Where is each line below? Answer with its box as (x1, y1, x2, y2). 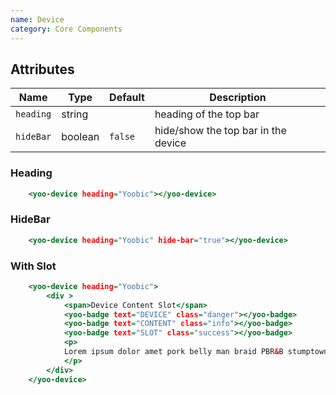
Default (109, 91, 145, 105)
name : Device (10, 14, 65, 25)
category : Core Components (10, 24, 123, 34)
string (61, 107, 89, 121)
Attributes (10, 61, 75, 78)
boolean (61, 130, 100, 144)
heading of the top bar (154, 107, 260, 121)
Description (209, 91, 267, 105)
